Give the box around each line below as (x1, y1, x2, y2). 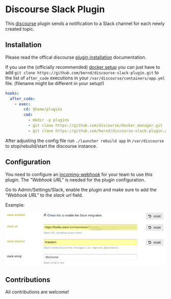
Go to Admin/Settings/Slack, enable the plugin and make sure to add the (5, 186, 157, 193)
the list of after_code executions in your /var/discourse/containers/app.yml (5, 75, 165, 81)
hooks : (5, 91, 19, 96)
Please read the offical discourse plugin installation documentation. (5, 54, 147, 60)
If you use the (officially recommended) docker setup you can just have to (5, 64, 160, 70)
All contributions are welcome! (5, 289, 69, 295)
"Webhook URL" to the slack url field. (5, 192, 83, 198)
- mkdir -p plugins (27, 118, 70, 123)
